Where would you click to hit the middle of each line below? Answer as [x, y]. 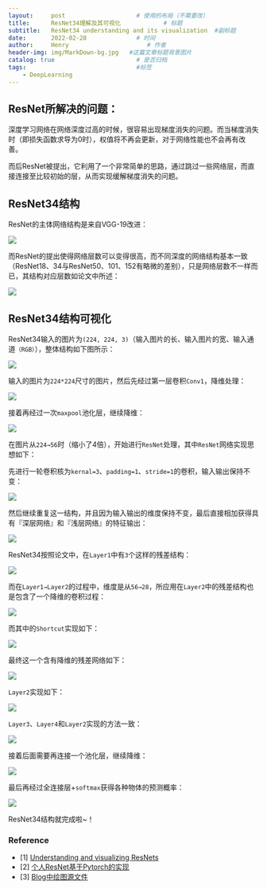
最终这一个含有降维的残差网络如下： [68, 660]
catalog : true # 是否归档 [88, 60]
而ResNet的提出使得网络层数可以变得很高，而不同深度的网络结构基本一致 [128, 256]
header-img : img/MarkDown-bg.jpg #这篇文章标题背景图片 [100, 52]
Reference [29, 840]
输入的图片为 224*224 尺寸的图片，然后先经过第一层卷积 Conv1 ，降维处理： [127, 381]
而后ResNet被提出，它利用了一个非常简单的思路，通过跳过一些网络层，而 [128, 166]
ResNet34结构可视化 [60, 318]
